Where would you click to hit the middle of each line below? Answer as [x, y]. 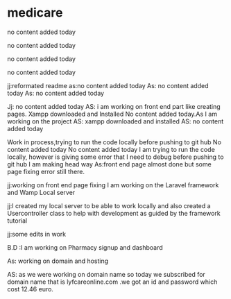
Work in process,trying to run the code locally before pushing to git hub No [114, 142]
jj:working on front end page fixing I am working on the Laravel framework [113, 185]
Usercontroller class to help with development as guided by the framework [114, 213]
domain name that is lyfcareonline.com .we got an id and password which [112, 282]
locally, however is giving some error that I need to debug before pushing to [115, 157]
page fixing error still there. [46, 171]
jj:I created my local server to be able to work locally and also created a [109, 205]
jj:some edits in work [37, 234]
